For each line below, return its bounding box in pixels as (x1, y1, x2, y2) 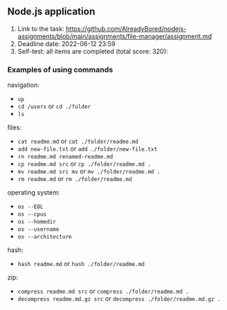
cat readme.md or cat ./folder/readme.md (17, 137, 139, 146)
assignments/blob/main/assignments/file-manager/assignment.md (17, 32, 212, 40)
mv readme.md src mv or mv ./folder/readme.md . (17, 167, 161, 176)
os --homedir (17, 219, 57, 226)
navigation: (7, 81, 40, 89)
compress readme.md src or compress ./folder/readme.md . (17, 287, 190, 296)
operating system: (7, 188, 60, 197)
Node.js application (7, 6, 95, 18)
